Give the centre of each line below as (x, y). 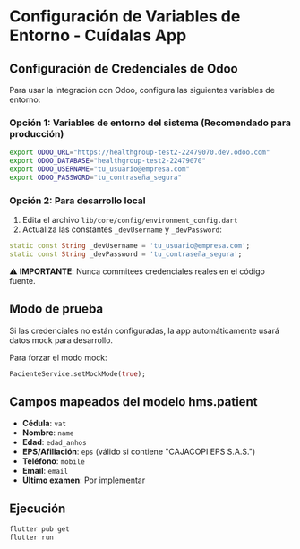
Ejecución (38, 508)
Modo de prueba (56, 309)
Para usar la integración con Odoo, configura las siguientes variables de (142, 90)
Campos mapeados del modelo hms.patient (133, 402)
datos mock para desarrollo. (61, 340)
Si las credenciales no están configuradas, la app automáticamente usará (145, 330)
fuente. (22, 280)
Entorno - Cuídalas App (98, 35)
